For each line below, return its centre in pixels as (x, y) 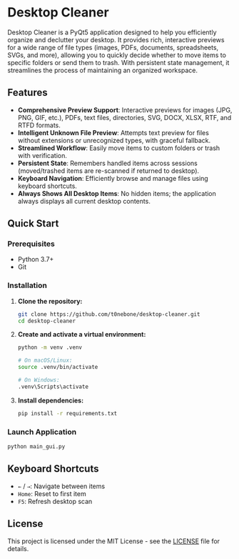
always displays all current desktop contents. (84, 201)
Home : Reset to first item (52, 493)
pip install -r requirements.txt (67, 413)
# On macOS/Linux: (45, 361)
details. (18, 548)
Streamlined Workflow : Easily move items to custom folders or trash (119, 148)
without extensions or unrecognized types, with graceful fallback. (114, 140)
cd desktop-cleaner (47, 321)
